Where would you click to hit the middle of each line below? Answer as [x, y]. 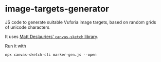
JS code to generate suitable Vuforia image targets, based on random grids [81, 22]
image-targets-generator [57, 9]
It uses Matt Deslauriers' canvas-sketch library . [52, 37]
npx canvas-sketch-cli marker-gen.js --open [51, 55]
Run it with [16, 46]
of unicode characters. [28, 27]
